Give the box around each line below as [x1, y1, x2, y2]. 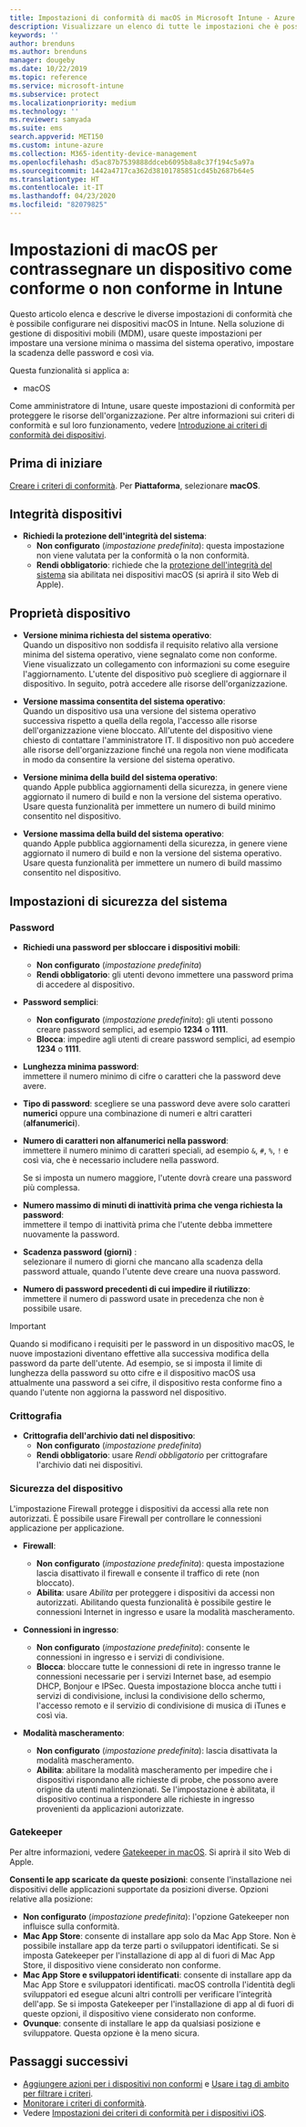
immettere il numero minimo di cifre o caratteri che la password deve [22, 1070, 281, 1082]
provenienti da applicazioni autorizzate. [36, 1803, 185, 1814]
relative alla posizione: [9, 1893, 94, 1904]
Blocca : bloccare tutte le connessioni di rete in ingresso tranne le [36, 1661, 280, 1671]
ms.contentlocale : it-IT [9, 183, 104, 193]
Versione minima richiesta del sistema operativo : [22, 630, 212, 641]
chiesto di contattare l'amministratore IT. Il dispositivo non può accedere [22, 735, 294, 746]
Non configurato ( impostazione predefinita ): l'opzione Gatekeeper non [22, 1911, 290, 1922]
